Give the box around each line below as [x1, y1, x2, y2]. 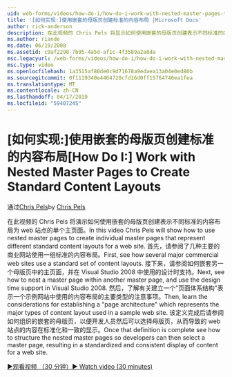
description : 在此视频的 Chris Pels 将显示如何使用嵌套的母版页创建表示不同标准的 [7, 29, 224, 37]
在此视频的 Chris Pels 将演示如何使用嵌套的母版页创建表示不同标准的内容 [7, 217, 215, 225]
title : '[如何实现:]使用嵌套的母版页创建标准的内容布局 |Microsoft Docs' [7, 17, 202, 23]
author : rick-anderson [7, 23, 72, 30]
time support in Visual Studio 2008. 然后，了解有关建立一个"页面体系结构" [7, 284, 217, 292]
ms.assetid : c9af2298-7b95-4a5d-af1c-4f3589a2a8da [7, 49, 156, 56]
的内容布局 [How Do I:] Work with [7, 149, 195, 165]
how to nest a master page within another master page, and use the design [7, 275, 221, 284]
